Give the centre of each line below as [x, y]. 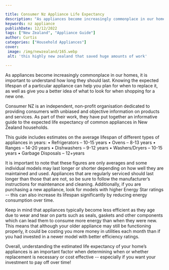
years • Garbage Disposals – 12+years [45, 153]
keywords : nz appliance [30, 24]
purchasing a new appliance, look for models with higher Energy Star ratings [84, 189]
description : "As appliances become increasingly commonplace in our [80, 19]
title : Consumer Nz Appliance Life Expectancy [55, 14]
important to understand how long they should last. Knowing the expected [82, 80]
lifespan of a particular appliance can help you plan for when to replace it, [82, 85]
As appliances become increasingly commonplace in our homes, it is [76, 75]
